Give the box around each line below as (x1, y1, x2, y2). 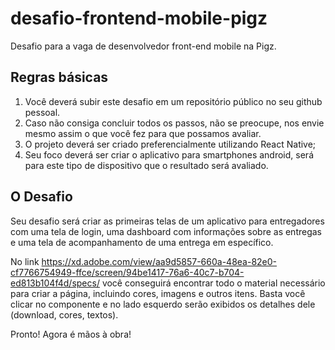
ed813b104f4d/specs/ (10, 277, 100, 289)
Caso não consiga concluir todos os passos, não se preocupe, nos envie (24, 117, 325, 129)
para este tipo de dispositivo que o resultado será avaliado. (24, 159, 269, 171)
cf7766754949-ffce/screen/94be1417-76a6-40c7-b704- (10, 266, 245, 278)
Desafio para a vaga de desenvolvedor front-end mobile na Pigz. (10, 40, 277, 52)
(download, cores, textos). (10, 308, 119, 321)
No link (10, 255, 40, 267)
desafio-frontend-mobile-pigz (10, 7, 268, 30)
